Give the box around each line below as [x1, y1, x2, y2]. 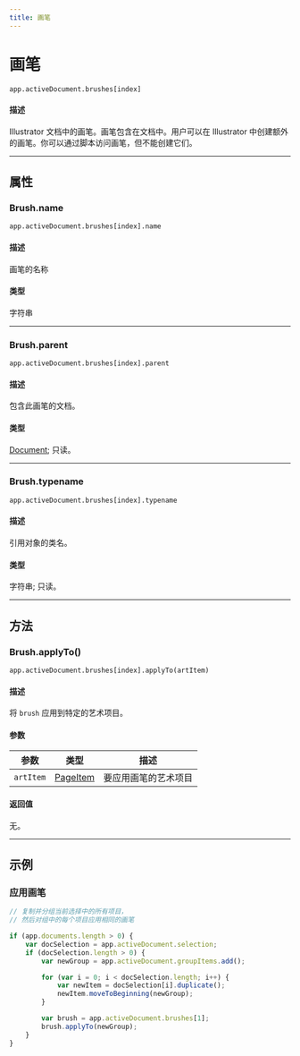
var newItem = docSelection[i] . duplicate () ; [56, 981, 226, 990]
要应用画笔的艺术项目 [103, 771, 194, 784]
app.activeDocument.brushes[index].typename [9, 496, 178, 505]
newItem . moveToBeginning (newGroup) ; [56, 990, 194, 999]
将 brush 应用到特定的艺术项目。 [9, 708, 128, 719]
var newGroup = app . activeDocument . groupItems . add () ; [41, 957, 246, 966]
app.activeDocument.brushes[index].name [9, 222, 162, 231]
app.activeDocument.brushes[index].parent [9, 359, 170, 368]
